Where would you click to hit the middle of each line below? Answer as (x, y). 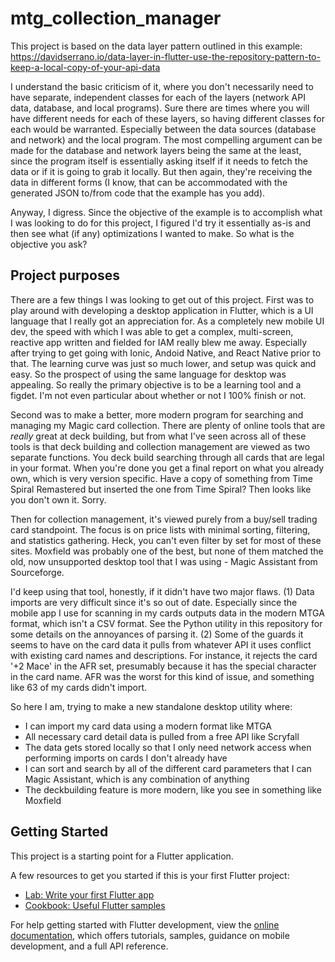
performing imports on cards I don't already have (126, 758)
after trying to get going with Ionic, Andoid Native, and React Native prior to (166, 353)
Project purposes (65, 275)
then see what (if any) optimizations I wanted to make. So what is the (152, 233)
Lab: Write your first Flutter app (89, 894)
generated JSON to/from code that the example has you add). (138, 193)
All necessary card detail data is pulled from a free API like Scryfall (162, 736)
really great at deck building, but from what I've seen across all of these (158, 436)
